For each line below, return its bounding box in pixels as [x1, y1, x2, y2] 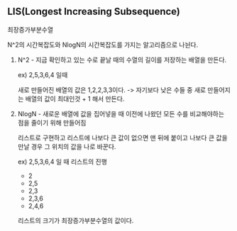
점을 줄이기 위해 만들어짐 [17, 118, 87, 127]
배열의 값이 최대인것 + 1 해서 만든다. [25, 94, 125, 103]
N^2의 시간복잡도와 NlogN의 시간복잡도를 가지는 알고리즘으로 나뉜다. [7, 40, 199, 49]
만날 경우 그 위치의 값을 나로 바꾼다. [17, 142, 116, 151]
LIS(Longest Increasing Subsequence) [7, 6, 181, 18]
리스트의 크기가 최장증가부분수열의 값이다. [17, 216, 134, 225]
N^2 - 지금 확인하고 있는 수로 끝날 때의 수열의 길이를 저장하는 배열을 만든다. [17, 55, 227, 64]
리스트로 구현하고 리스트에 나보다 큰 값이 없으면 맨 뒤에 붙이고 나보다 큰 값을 [17, 133, 228, 142]
